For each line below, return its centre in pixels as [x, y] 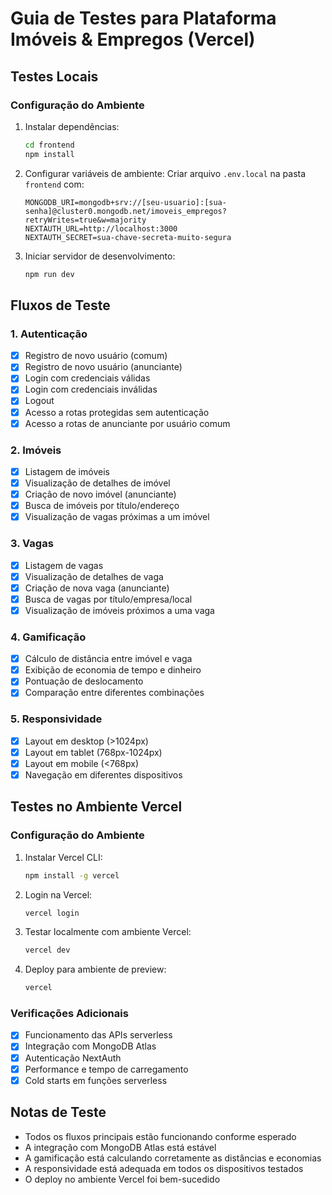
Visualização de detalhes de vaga [94, 576]
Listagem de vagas [64, 565]
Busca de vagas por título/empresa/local [108, 599]
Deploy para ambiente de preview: [95, 969]
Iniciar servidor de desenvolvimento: [100, 256]
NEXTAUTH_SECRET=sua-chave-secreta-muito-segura [128, 237]
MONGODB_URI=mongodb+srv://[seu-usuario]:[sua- [125, 202]
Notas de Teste [58, 1112]
